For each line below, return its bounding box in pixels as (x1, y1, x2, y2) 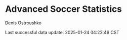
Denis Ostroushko (5, 20, 42, 26)
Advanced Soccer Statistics (5, 3, 122, 15)
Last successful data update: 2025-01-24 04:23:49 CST (5, 29, 120, 35)
